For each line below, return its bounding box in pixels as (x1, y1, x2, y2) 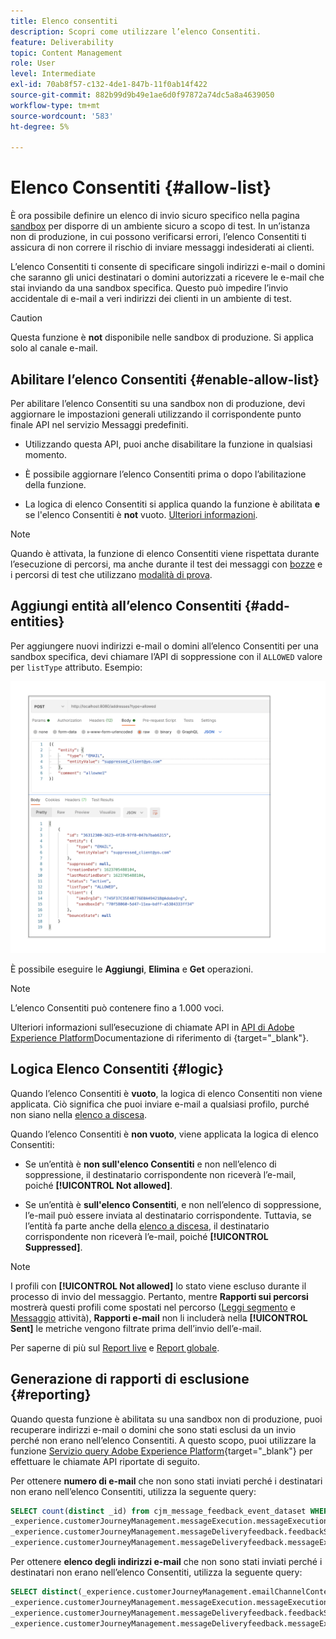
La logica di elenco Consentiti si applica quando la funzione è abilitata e (24, 498, 321, 510)
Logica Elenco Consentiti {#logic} (10, 1061, 225, 1078)
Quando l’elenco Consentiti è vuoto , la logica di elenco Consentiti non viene (10, 1087, 323, 1099)
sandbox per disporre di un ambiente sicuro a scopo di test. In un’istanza (10, 220, 311, 232)
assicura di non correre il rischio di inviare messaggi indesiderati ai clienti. (10, 241, 315, 254)
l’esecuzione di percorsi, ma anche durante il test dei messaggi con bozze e (10, 558, 323, 570)
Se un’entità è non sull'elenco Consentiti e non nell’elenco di (24, 1158, 277, 1170)
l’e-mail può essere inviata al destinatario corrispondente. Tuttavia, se (24, 1209, 312, 1221)
